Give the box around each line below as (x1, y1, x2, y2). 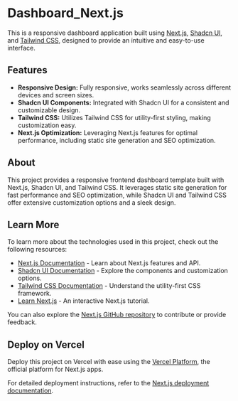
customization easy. (17, 121, 77, 129)
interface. (7, 43, 36, 52)
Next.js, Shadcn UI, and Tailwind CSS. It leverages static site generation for (7, 183, 227, 191)
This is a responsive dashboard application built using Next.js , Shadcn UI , (7, 28, 222, 37)
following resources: (7, 245, 67, 254)
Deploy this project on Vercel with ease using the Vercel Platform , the (7, 358, 211, 366)
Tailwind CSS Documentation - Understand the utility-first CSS (17, 282, 201, 290)
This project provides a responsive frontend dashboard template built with (7, 176, 225, 184)
